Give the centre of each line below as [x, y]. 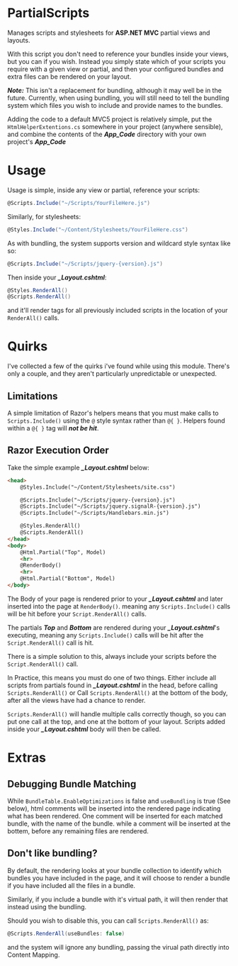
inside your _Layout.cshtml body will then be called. [84, 729]
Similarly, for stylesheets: [44, 216]
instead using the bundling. [47, 906]
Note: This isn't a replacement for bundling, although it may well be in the [114, 90]
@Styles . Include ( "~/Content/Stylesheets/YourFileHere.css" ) [98, 229]
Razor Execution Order [58, 451]
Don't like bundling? [52, 854]
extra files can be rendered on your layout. [69, 77]
